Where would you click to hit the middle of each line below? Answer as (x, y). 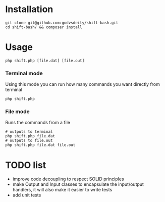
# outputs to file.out (29, 141)
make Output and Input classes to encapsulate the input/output (78, 184)
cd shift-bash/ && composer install (44, 27)
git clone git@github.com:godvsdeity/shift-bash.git (62, 23)
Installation (29, 9)
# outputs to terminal (29, 132)
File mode (18, 112)
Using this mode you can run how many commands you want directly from (83, 84)
